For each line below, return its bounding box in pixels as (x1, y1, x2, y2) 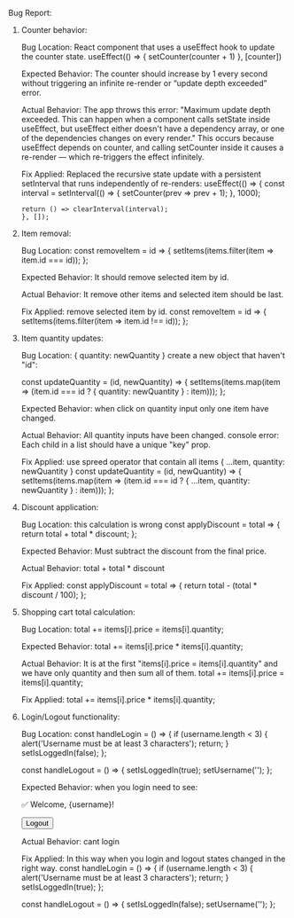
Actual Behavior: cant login (20, 836, 120, 846)
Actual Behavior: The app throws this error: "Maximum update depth (20, 105, 271, 114)
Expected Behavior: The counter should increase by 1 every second (20, 68, 268, 79)
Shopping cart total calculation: (20, 607, 136, 617)
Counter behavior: (20, 25, 88, 35)
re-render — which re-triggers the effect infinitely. (20, 152, 205, 162)
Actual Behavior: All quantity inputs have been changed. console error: (20, 430, 280, 440)
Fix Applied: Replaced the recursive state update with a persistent (20, 169, 262, 179)
